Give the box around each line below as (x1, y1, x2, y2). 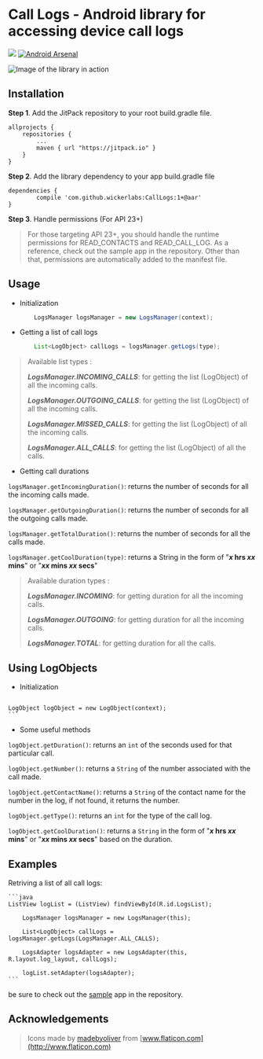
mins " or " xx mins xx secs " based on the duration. (8, 835, 173, 844)
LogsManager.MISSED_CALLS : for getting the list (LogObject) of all (27, 419, 247, 429)
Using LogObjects (8, 661, 98, 675)
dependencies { (8, 186, 58, 194)
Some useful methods (19, 725, 91, 734)
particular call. (8, 748, 55, 758)
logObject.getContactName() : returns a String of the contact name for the (8, 788, 247, 797)
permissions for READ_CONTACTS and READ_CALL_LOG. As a (27, 237, 229, 247)
